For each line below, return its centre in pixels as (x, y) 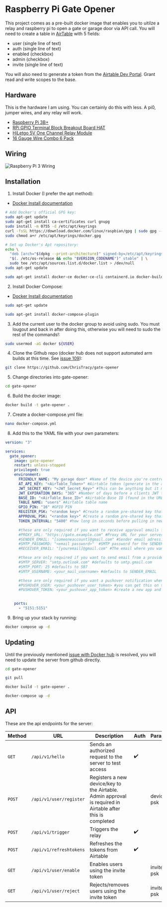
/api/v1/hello (48, 757)
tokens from (104, 850)
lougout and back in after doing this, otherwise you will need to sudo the (86, 329)
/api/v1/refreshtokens (58, 850)
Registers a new (108, 777)
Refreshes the (106, 844)
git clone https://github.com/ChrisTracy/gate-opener (62, 368)
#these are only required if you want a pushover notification (85, 580)
